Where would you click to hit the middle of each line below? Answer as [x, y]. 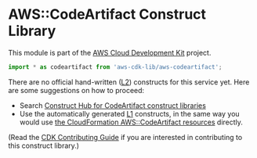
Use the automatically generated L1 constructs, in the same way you [130, 113]
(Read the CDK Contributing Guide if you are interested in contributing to [125, 137]
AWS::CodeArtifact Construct [107, 14]
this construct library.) [44, 145]
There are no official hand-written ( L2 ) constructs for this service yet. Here [129, 82]
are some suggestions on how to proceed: [76, 90]
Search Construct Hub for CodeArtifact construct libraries [112, 105]
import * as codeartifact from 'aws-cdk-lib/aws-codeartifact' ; [115, 67]
